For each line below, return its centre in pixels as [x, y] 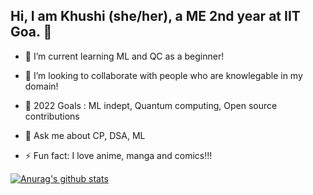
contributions [52, 116]
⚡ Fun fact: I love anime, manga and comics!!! [118, 155]
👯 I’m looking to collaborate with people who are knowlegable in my [163, 75]
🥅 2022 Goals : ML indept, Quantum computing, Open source [151, 105]
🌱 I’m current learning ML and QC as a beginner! [124, 56]
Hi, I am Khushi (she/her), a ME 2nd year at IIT [155, 16]
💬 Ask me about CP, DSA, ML [85, 135]
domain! [41, 86]
